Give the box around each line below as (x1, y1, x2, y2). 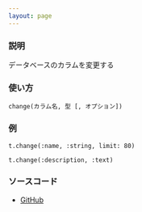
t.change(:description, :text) (8, 155, 114, 164)
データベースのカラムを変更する (8, 60, 115, 70)
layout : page (8, 11, 52, 20)
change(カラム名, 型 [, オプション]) (8, 103, 123, 111)
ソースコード (8, 176, 58, 187)
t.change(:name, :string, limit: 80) (8, 142, 136, 150)
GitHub (19, 195, 44, 205)
